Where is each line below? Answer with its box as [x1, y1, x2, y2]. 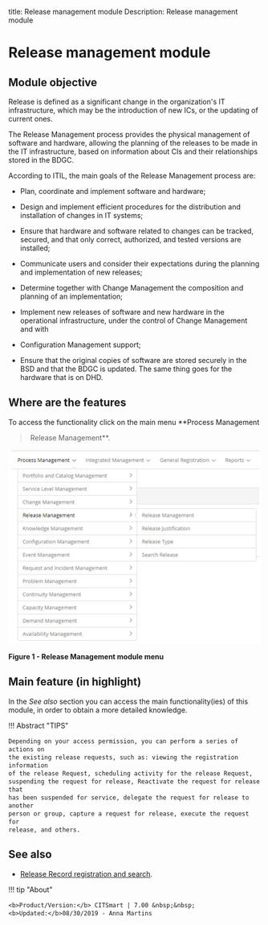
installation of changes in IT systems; [19, 211, 144, 220]
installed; [19, 243, 51, 253]
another [8, 801, 35, 810]
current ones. [8, 114, 54, 123]
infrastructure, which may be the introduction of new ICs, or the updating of [8, 105, 258, 115]
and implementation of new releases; [19, 267, 143, 277]
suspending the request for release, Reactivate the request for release [8, 777, 261, 786]
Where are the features [8, 396, 127, 410]
